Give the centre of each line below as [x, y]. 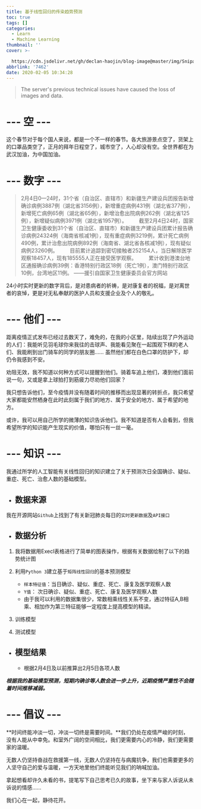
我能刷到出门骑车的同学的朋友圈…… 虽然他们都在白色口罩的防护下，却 [103, 352]
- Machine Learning [36, 39]
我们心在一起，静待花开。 [37, 800]
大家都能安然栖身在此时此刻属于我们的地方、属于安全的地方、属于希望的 [95, 400]
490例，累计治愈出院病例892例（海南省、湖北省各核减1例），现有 [100, 243]
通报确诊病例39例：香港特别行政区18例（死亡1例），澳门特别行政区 [107, 266]
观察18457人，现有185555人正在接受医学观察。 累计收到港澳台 [103, 258]
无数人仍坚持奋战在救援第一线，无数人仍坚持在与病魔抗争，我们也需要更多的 [100, 759]
